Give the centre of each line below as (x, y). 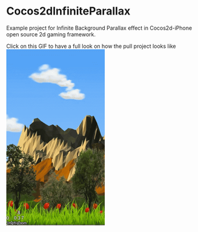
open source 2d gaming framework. (51, 34)
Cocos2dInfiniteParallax (68, 11)
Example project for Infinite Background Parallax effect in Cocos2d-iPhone (99, 28)
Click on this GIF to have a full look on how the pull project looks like (91, 46)
